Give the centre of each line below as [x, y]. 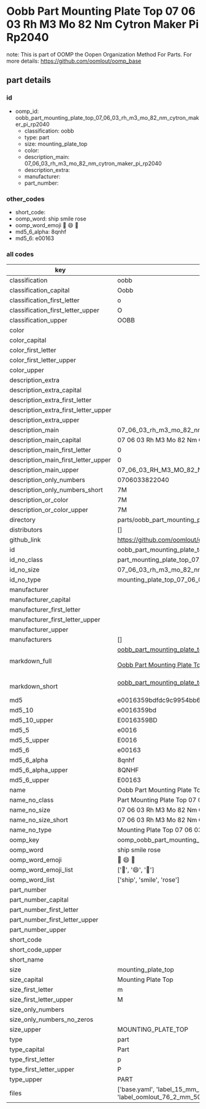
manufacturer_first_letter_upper [55, 620]
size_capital [26, 979]
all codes [20, 254]
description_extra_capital [45, 390]
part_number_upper [38, 930]
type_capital [27, 1049]
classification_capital [40, 290]
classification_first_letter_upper [55, 310]
